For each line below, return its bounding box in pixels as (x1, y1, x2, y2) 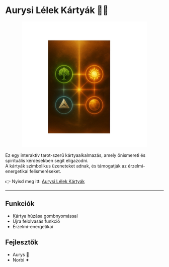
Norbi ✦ (12, 256, 29, 263)
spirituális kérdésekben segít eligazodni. (5, 157, 89, 163)
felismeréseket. (29, 168, 61, 174)
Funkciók (5, 200, 35, 208)
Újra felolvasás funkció (12, 218, 60, 224)
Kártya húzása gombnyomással (12, 213, 78, 219)
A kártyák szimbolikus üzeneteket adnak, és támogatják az (5, 163, 127, 169)
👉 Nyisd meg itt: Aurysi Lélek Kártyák (5, 178, 85, 184)
